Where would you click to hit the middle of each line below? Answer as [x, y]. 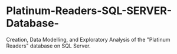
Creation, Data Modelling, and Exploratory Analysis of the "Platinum [88, 39]
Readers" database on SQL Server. [48, 46]
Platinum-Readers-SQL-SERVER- [89, 11]
